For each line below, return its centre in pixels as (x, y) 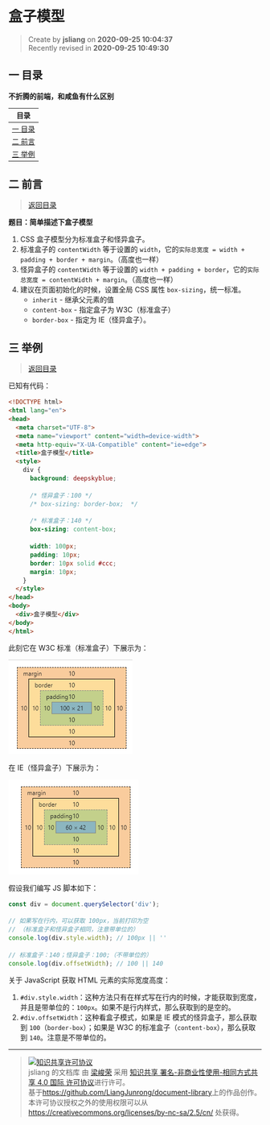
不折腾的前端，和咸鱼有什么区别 (61, 96)
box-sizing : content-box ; (73, 529)
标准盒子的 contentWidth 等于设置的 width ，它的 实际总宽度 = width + (132, 250)
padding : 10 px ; (55, 555)
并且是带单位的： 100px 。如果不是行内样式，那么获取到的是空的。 (127, 1007)
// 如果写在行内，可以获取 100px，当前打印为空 (78, 921)
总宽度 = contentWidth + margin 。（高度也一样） (99, 279)
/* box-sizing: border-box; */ (84, 504)
